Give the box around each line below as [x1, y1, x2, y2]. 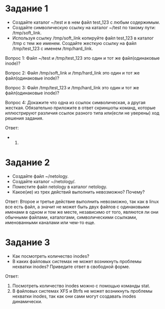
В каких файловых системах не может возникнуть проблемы [12, 258, 142, 264]
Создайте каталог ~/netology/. [12, 178, 76, 184]
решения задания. [5, 115, 44, 121]
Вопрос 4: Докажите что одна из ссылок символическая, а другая [5, 99, 146, 105]
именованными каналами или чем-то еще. [5, 219, 96, 225]
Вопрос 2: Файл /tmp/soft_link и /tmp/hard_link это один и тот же [5, 70, 140, 76]
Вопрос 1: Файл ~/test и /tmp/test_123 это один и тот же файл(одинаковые [5, 55, 160, 61]
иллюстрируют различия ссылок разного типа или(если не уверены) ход [5, 110, 160, 116]
